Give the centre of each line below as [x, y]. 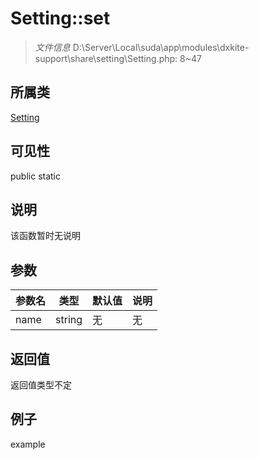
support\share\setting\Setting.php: [106, 58]
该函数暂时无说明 [45, 236]
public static [36, 176]
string [69, 320]
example [28, 444]
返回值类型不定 [41, 385]
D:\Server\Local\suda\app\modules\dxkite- [161, 47]
